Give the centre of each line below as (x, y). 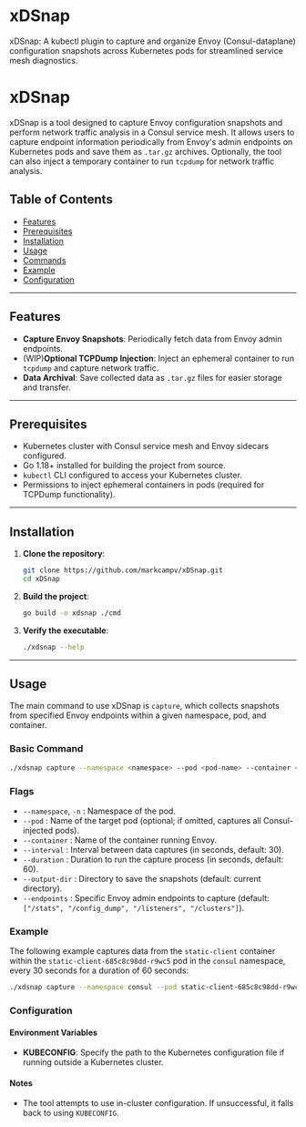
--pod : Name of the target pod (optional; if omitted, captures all (142, 820)
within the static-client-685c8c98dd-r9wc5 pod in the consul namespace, (148, 961)
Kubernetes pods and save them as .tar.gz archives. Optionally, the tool (146, 151)
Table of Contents (61, 200)
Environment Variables (54, 1032)
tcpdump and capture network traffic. (91, 368)
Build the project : (56, 596)
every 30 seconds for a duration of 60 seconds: (99, 970)
